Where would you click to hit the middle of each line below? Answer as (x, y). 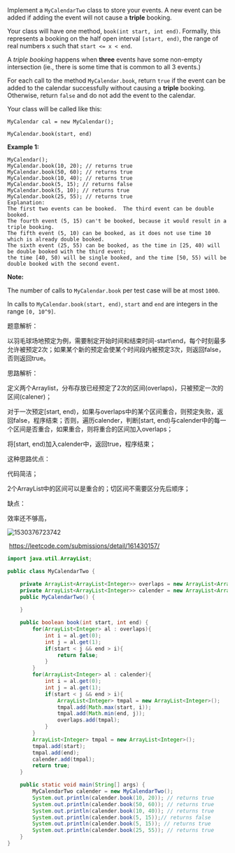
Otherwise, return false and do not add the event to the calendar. (101, 95)
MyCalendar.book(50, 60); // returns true (70, 172)
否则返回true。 (29, 358)
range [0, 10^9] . (31, 311)
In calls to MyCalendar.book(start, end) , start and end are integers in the (113, 304)
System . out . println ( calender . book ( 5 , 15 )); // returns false (122, 817)
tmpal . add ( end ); (56, 753)
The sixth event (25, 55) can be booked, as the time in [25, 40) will (114, 246)
